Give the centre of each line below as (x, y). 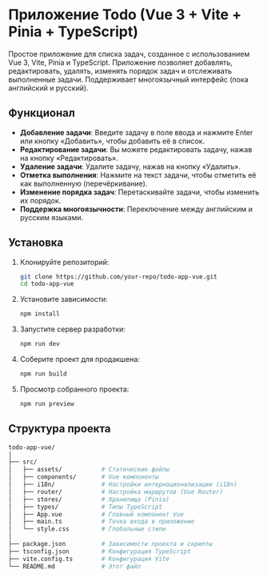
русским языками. (52, 217)
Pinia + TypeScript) (73, 32)
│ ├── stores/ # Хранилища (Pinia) (89, 499)
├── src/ (23, 462)
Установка (36, 243)
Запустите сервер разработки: (73, 329)
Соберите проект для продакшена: (80, 359)
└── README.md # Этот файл (75, 566)
